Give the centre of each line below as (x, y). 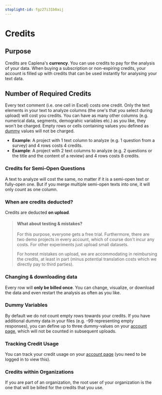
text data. (15, 79)
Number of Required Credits (48, 94)
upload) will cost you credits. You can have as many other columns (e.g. (77, 116)
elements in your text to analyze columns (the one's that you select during (79, 111)
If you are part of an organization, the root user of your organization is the (78, 382)
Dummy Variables (26, 305)
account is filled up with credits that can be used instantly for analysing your (81, 73)
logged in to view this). (28, 360)
